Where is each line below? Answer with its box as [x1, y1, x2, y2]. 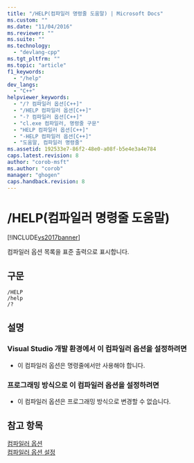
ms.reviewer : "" [7, 29, 54, 37]
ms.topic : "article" [7, 62, 67, 69]
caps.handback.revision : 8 [7, 178, 85, 185]
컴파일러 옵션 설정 [7, 448, 55, 456]
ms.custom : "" [7, 17, 48, 24]
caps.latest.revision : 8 [7, 152, 79, 160]
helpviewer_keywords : [7, 94, 70, 101]
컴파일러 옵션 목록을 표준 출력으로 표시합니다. [7, 248, 130, 256]
